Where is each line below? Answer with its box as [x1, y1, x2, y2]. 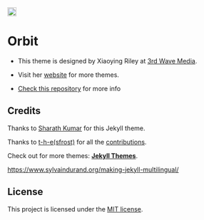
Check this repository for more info [17, 84, 121, 93]
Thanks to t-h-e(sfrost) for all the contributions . [7, 137, 147, 146]
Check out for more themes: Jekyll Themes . [7, 151, 138, 159]
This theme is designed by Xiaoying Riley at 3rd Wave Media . [17, 56, 198, 65]
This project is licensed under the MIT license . [7, 204, 143, 213]
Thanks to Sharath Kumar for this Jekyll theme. [7, 124, 146, 132]
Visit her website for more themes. [17, 70, 120, 79]
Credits [7, 105, 41, 117]
